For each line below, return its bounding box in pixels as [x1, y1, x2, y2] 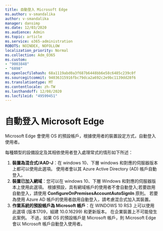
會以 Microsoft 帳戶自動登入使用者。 [12, 221, 85, 227]
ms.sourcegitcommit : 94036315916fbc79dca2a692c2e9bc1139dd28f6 [5, 75, 136, 80]
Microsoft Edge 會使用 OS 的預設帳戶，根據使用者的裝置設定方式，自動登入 [5, 133, 156, 139]
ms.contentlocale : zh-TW [5, 84, 55, 89]
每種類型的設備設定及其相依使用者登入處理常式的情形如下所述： [5, 149, 133, 155]
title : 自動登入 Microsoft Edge [5, 7, 68, 12]
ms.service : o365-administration [5, 39, 73, 44]
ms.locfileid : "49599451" [5, 93, 57, 98]
